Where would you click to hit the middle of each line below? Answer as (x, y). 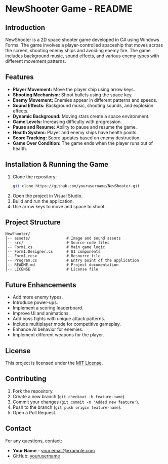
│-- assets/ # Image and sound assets (63, 239)
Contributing (26, 379)
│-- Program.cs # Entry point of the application (72, 261)
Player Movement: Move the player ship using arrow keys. (74, 89)
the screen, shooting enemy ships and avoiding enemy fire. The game (78, 50)
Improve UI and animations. (41, 313)
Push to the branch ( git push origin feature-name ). (67, 407)
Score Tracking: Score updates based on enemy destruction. (76, 138)
